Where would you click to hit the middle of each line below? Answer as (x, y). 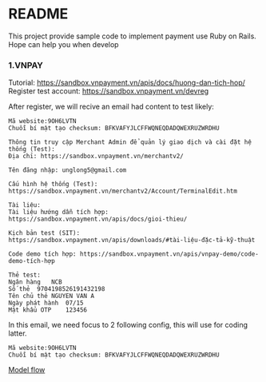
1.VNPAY (26, 65)
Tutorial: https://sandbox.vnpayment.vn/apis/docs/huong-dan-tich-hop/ (127, 83)
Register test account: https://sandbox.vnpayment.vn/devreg (109, 91)
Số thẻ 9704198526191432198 (57, 289)
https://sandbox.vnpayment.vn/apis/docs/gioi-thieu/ (98, 219)
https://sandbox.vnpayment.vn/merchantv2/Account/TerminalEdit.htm (123, 191)
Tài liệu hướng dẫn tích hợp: (59, 213)
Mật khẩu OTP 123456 (48, 310)
